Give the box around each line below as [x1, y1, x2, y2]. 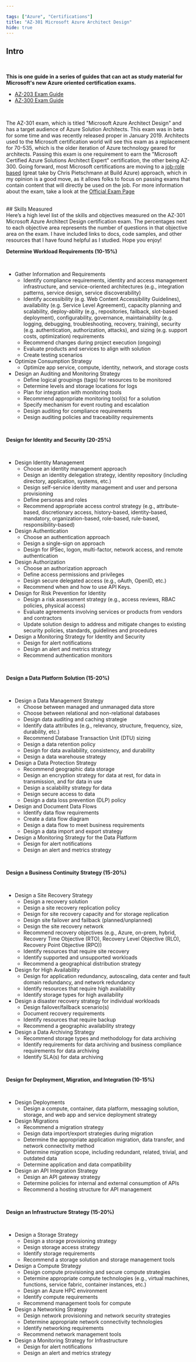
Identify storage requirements [23, 1250, 95, 1257]
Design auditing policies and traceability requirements [23, 414, 154, 421]
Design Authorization [14, 558, 66, 565]
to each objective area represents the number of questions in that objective [6, 224, 188, 231]
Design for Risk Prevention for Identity [14, 589, 106, 597]
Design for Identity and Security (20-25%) [6, 437, 111, 444]
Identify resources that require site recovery [23, 948, 130, 955]
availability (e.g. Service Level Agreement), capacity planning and [23, 302, 182, 309]
